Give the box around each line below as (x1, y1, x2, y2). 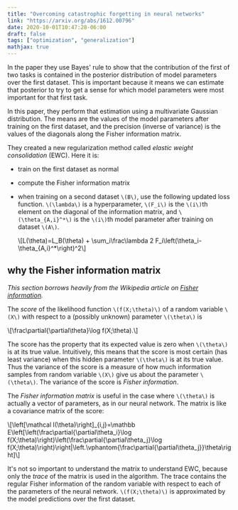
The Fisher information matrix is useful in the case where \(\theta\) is (7, 391, 215, 400)
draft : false (7, 30, 46, 38)
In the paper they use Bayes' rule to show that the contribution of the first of (7, 63, 230, 71)
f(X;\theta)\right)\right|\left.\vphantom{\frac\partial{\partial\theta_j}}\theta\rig (7, 442, 232, 452)
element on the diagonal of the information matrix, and (17, 208, 178, 216)
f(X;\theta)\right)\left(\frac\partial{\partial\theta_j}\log (7, 435, 163, 444)
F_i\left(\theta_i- (155, 236, 202, 245)
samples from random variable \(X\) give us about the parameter (7, 370, 199, 378)
